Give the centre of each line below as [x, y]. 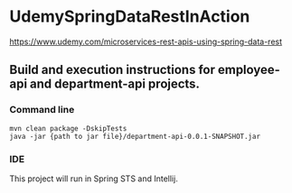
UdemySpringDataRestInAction [130, 17]
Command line [42, 110]
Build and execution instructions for [112, 70]
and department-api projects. [115, 84]
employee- [249, 70]
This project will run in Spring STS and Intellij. [94, 179]
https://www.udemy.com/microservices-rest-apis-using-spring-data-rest [146, 41]
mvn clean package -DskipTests [68, 128]
